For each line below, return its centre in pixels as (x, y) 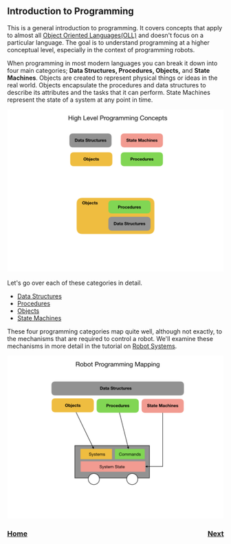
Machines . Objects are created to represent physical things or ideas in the (112, 78)
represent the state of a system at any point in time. (80, 100)
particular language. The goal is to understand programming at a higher (108, 42)
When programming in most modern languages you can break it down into (112, 63)
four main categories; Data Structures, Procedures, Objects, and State (109, 70)
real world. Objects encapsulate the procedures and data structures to (107, 85)
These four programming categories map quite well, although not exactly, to (114, 331)
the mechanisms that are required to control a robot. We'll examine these (110, 338)
